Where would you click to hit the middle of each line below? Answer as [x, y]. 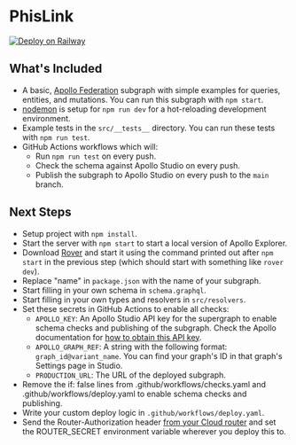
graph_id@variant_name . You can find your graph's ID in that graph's [159, 355]
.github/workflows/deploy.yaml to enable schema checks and [134, 394]
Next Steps [40, 212]
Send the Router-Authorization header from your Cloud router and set [149, 422]
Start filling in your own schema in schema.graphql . [114, 290]
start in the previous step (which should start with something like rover [152, 262]
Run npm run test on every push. [96, 156]
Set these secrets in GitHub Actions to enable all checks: [125, 308]
